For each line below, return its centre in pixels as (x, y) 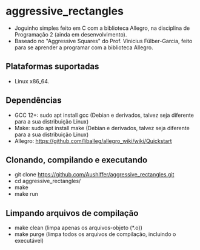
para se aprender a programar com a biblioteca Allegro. (84, 47)
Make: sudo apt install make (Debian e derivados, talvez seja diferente (102, 128)
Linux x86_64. (32, 81)
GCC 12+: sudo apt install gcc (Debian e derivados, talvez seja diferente (104, 115)
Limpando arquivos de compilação (72, 213)
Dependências (34, 101)
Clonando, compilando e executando (77, 160)
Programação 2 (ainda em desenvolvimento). (71, 34)
